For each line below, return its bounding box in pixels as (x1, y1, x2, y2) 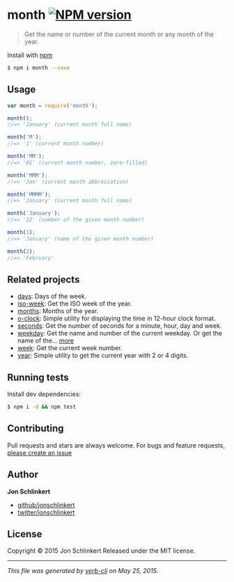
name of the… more (17, 336, 75, 345)
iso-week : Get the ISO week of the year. (17, 299, 132, 308)
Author (7, 469, 38, 480)
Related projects (7, 274, 80, 285)
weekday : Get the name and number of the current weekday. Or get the (17, 329, 223, 338)
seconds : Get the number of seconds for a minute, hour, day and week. (17, 322, 222, 330)
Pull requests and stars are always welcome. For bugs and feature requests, (7, 441, 225, 449)
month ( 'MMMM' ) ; (7, 191, 52, 198)
